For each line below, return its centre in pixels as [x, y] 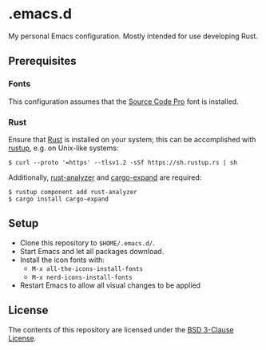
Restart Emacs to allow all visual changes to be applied [110, 285]
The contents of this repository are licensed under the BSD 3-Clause [121, 329]
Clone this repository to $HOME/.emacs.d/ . [87, 243]
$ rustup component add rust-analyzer [73, 192]
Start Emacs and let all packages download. [92, 251]
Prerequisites [42, 61]
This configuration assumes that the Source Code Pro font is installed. [123, 101]
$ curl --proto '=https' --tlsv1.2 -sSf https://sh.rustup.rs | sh [123, 162]
